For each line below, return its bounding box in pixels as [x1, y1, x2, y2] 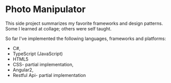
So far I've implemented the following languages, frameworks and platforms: [5, 35, 166, 41]
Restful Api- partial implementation [12, 72, 86, 78]
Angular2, [12, 67, 34, 73]
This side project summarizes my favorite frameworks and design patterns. [5, 20, 163, 26]
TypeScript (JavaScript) [12, 51, 63, 57]
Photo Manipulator [5, 4, 86, 15]
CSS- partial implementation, [12, 61, 74, 67]
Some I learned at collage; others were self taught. [5, 25, 112, 31]
